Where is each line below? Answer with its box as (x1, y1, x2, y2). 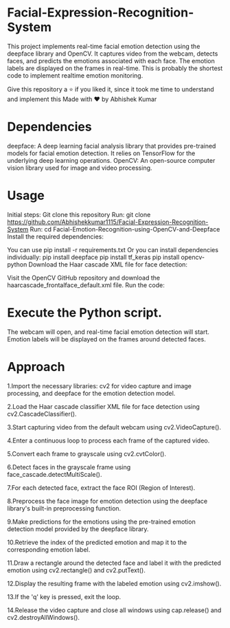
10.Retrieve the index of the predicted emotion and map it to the (7, 538, 187, 546)
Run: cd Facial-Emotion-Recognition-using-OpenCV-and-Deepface (30, 225, 220, 233)
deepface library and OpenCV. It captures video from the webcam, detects (7, 49, 218, 58)
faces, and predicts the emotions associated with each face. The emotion (7, 56, 215, 65)
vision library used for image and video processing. (7, 164, 152, 172)
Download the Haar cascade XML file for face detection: (28, 260, 187, 269)
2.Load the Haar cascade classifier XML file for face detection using (7, 402, 200, 410)
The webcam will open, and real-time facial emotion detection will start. (7, 328, 209, 336)
